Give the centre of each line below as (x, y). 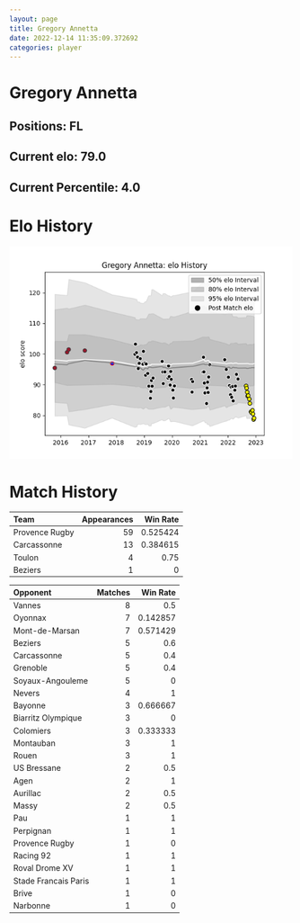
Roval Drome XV (43, 868)
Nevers (26, 693)
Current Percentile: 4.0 (75, 188)
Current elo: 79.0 (58, 157)
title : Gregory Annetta (54, 28)
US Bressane (37, 768)
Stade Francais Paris (51, 881)
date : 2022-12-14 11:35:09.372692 (74, 38)
